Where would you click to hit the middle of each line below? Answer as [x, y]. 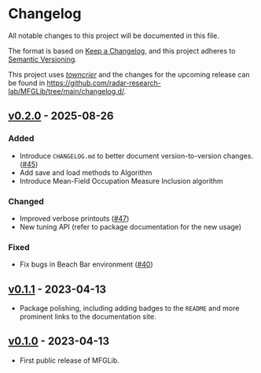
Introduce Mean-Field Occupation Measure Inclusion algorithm [121, 181]
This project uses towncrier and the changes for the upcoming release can [129, 74]
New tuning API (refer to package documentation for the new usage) [130, 226]
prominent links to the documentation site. [88, 317]
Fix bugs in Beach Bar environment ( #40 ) [86, 264]
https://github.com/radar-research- [104, 83]
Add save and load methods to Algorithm [86, 172]
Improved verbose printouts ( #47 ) [74, 218]
